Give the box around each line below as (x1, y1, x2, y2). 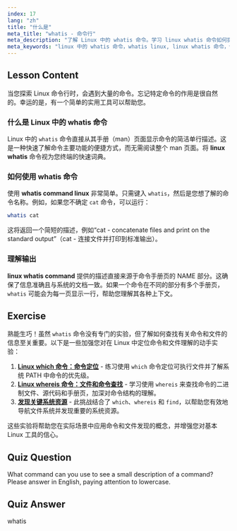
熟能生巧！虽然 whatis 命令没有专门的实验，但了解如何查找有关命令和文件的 (7, 329, 228, 338)
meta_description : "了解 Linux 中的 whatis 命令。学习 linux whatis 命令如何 (7, 37, 228, 44)
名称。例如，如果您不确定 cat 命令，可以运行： (13, 198, 150, 206)
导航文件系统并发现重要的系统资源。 (17, 407, 123, 415)
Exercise (7, 310, 47, 322)
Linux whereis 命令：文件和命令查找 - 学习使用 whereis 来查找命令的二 (17, 380, 224, 389)
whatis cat (7, 212, 39, 219)
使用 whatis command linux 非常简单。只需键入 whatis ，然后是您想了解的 (7, 189, 224, 198)
